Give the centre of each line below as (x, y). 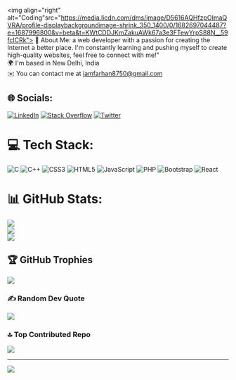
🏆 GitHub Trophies (50, 260)
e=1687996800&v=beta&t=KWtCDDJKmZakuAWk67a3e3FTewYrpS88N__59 (118, 32)
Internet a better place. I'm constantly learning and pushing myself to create (117, 47)
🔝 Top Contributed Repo (49, 334)
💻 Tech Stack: (51, 145)
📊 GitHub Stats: (55, 199)
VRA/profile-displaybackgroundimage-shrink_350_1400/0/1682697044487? (117, 25)
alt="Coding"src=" (34, 18)
